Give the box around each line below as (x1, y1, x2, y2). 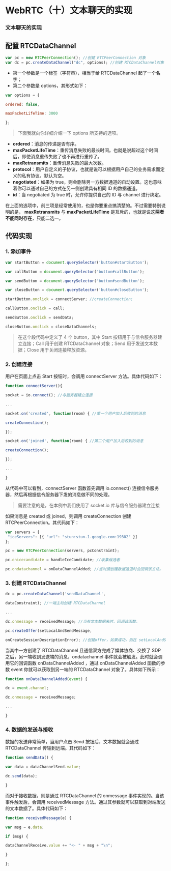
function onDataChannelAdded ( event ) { (5, 676, 88, 682)
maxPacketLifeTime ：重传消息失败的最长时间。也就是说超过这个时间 (12, 147, 158, 153)
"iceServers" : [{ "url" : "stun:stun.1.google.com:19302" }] (7, 534, 138, 539)
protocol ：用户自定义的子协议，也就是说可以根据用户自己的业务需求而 (12, 166, 160, 172)
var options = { (5, 93, 40, 98)
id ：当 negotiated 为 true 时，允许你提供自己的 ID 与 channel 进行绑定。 (12, 192, 164, 198)
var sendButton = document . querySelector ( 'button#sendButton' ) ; (5, 278, 145, 283)
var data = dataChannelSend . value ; (5, 764, 81, 770)
